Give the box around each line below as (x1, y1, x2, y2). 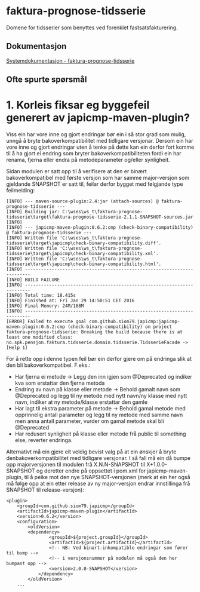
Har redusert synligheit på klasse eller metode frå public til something (14, 430, 186, 437)
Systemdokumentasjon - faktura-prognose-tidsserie (6, 57, 135, 64)
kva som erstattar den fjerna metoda (14, 379, 105, 387)
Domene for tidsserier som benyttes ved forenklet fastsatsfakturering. (6, 24, 178, 31)
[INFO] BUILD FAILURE (6, 277, 60, 283)
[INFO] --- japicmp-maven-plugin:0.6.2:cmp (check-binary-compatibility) (6, 225, 194, 231)
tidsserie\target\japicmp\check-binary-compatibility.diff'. (6, 240, 162, 246)
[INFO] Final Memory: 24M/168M (6, 303, 84, 309)
